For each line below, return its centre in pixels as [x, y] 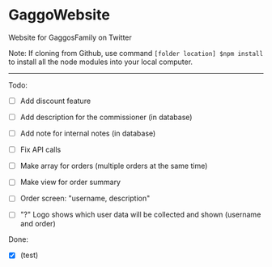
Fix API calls [40, 150]
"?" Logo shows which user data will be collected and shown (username [140, 215]
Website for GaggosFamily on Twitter [70, 37]
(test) [29, 255]
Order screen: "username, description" [85, 198]
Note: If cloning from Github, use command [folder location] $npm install [136, 53]
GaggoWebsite [59, 15]
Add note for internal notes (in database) [88, 133]
